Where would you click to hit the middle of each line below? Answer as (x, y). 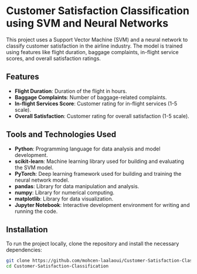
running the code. (36, 211)
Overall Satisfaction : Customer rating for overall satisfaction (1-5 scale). (102, 116)
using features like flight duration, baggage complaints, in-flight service (92, 52)
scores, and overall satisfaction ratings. (54, 58)
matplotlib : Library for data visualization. (64, 199)
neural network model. (42, 180)
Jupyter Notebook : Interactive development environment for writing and (102, 205)
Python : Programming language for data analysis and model (87, 149)
